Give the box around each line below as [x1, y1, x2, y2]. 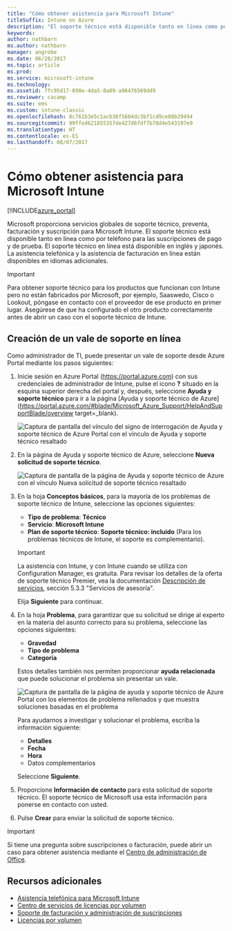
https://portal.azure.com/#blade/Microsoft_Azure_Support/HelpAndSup [19, 401, 223, 409]
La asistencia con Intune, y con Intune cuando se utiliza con [17, 562, 188, 570]
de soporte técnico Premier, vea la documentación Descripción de [17, 576, 206, 585]
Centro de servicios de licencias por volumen [17, 901, 146, 910]
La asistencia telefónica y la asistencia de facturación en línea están [7, 249, 201, 258]
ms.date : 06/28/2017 [7, 55, 67, 62]
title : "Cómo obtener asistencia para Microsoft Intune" [7, 10, 175, 17]
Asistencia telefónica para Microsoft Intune [17, 894, 140, 902]
